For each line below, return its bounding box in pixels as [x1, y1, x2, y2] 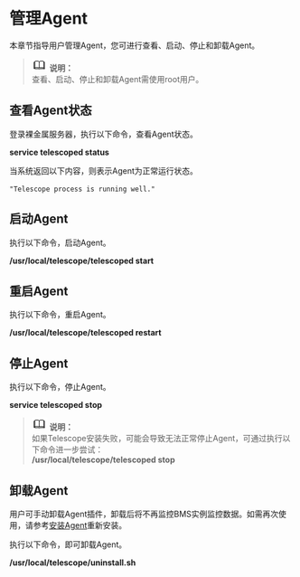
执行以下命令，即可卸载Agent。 [9, 539, 127, 550]
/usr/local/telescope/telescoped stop [31, 454, 176, 466]
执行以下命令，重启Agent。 [9, 309, 111, 320]
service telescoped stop [9, 400, 102, 411]
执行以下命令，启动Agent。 [9, 237, 111, 248]
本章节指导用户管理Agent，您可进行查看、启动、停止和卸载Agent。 [9, 40, 260, 51]
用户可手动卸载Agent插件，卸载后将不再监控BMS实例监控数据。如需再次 [9, 508, 279, 519]
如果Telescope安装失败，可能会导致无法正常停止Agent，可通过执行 [31, 433, 283, 444]
